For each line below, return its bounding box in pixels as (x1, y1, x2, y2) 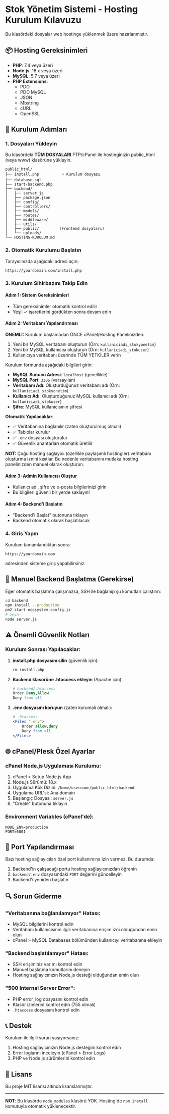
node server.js (5, 617, 37, 622)
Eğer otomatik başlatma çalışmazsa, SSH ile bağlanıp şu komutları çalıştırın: (5, 588, 161, 594)
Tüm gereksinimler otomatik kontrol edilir (12, 303, 98, 309)
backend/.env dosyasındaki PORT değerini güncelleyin (12, 871, 122, 877)
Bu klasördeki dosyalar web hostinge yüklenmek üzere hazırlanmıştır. (5, 31, 148, 37)
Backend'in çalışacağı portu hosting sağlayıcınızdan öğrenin (12, 866, 137, 872)
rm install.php (12, 667, 45, 672)
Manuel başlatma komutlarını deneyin (12, 967, 91, 973)
